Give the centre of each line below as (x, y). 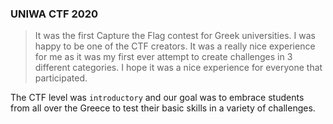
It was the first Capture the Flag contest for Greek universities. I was (175, 36)
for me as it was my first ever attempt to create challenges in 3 (163, 57)
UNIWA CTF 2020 (54, 14)
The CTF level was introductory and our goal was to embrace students (157, 98)
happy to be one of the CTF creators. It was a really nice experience (175, 46)
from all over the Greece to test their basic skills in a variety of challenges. (163, 108)
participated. (61, 78)
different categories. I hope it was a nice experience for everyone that (178, 68)
